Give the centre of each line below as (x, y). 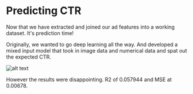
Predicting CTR (44, 11)
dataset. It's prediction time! (40, 33)
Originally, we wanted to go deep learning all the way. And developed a (92, 44)
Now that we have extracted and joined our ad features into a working (90, 27)
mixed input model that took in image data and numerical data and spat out (97, 50)
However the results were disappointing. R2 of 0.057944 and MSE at (89, 79)
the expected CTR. (29, 57)
